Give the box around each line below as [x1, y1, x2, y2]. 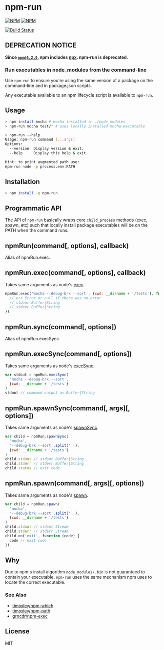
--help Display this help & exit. [9, 151, 89, 156]
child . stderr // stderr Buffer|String [5, 461, 84, 466]
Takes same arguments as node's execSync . [5, 363, 95, 369]
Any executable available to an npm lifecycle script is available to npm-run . [5, 92, 154, 98]
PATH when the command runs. [5, 228, 69, 233]
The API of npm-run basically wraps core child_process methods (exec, [5, 217, 148, 223]
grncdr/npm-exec [12, 613, 48, 619]
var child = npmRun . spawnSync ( [5, 434, 69, 439]
